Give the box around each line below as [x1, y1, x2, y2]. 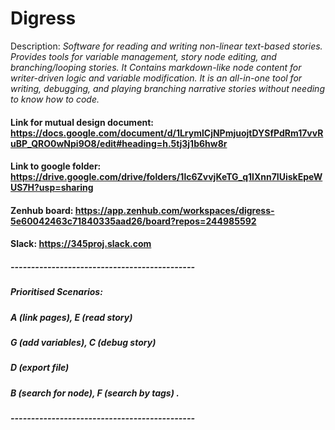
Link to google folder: [10, 160, 102, 172]
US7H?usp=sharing [10, 182, 94, 194]
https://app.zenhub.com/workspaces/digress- [74, 204, 275, 216]
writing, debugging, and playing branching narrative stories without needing [10, 82, 325, 94]
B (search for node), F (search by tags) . [10, 387, 180, 399]
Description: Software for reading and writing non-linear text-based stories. [10, 40, 323, 52]
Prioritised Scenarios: [10, 286, 103, 298]
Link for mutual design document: [10, 116, 154, 128]
